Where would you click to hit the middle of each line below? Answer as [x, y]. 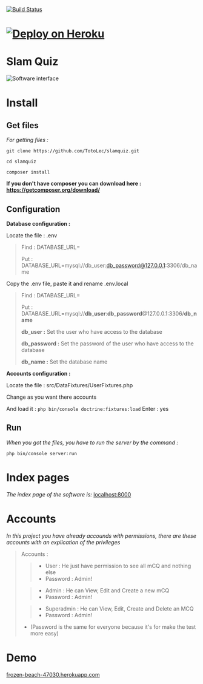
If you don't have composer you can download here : [74, 184]
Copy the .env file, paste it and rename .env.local [67, 283]
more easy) [44, 633]
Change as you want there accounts [52, 397]
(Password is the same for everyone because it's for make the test [113, 627]
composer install [28, 172]
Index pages [38, 477]
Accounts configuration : [38, 373]
